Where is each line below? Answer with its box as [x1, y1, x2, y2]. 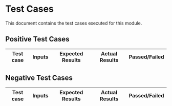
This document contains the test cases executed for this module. [5, 20, 142, 26]
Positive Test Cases [5, 35, 70, 44]
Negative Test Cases [5, 74, 73, 82]
